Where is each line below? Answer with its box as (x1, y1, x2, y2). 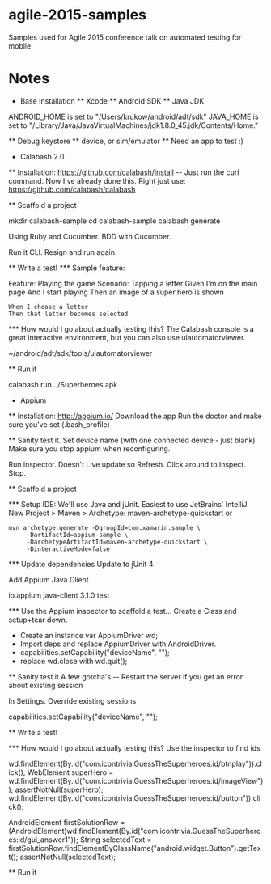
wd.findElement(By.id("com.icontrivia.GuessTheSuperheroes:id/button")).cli (8, 793, 261, 802)
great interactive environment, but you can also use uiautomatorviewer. (8, 332, 246, 342)
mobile (8, 40, 32, 50)
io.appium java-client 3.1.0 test (8, 590, 110, 600)
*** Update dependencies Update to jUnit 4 (8, 559, 154, 569)
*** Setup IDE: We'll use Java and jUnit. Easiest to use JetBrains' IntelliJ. (8, 499, 249, 509)
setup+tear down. (8, 615, 68, 624)
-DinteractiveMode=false (26, 544, 111, 553)
